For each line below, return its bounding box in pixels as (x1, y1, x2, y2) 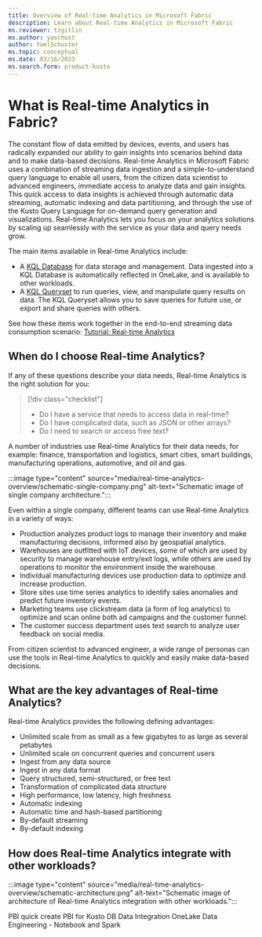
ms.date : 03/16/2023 (8, 56, 76, 64)
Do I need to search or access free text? (38, 426, 169, 435)
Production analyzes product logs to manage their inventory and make (19, 528, 247, 538)
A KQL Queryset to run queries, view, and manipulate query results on (19, 286, 246, 296)
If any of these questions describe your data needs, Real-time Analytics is (8, 370, 247, 380)
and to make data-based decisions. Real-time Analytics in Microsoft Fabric (8, 156, 249, 165)
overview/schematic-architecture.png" (8, 888, 133, 898)
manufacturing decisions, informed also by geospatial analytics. (19, 537, 227, 546)
